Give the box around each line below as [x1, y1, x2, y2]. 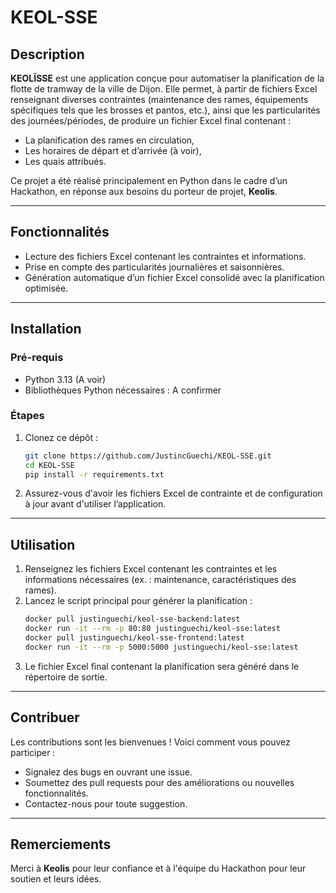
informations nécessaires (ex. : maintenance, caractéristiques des [24, 574, 297, 586]
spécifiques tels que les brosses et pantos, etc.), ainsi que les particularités [10, 104, 321, 116]
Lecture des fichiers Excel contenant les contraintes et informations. [24, 250, 307, 262]
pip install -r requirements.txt [24, 469, 165, 480]
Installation [10, 321, 82, 338]
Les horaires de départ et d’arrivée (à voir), [24, 145, 202, 156]
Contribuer [10, 709, 80, 726]
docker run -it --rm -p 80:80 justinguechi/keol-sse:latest [24, 624, 281, 634]
